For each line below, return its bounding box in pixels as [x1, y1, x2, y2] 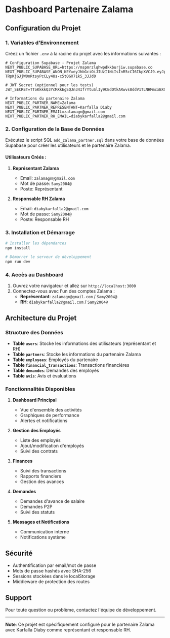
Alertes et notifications [20, 418, 68, 424]
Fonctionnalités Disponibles [5, 386, 75, 393]
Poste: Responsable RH [20, 216, 69, 222]
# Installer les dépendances [5, 240, 67, 246]
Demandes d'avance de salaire [20, 498, 85, 504]
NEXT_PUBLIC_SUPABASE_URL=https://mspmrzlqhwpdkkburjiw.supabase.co [5, 65, 153, 70]
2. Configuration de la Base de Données [5, 125, 105, 133]
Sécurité [5, 549, 33, 557]
